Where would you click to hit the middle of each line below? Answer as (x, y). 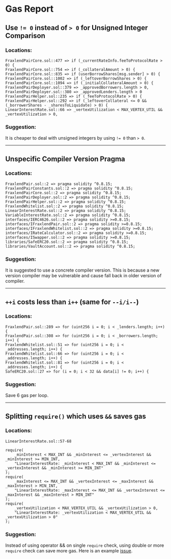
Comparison (25, 35)
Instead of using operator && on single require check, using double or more (85, 545)
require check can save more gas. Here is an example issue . (69, 551)
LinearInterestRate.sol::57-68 (38, 441)
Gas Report (30, 9)
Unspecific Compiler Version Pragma (65, 159)
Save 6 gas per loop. (27, 395)
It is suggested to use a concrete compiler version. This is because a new (82, 270)
